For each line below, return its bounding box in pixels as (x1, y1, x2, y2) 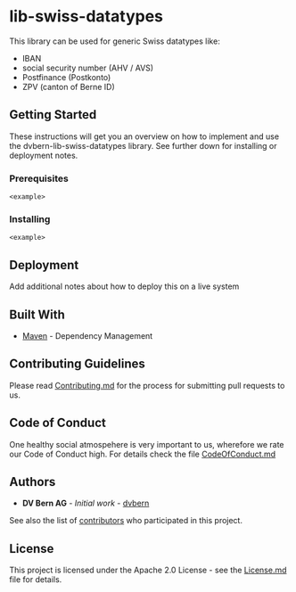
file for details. (9, 574, 62, 585)
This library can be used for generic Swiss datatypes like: (9, 36, 220, 46)
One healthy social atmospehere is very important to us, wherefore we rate (9, 439, 284, 449)
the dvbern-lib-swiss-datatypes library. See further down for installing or (9, 140, 278, 151)
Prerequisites (9, 172, 69, 185)
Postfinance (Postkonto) (21, 71, 111, 82)
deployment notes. (9, 150, 78, 160)
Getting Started (9, 107, 97, 122)
